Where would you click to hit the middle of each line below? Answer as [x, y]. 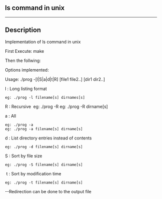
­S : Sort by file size [24, 156]
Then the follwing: [23, 61]
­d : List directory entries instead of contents [48, 138]
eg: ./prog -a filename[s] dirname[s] [44, 129]
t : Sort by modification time [34, 173]
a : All [11, 116]
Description [23, 30]
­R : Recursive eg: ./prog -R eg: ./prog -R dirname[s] [56, 107]
